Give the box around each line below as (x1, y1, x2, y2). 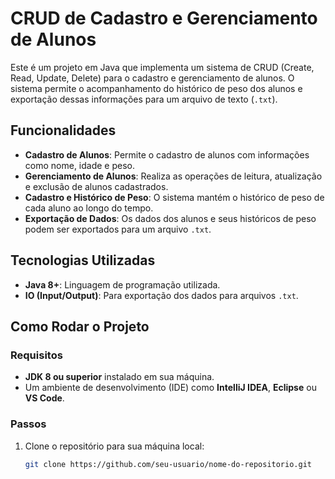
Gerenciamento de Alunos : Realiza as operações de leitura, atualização (24, 170, 323, 182)
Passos (10, 417, 47, 431)
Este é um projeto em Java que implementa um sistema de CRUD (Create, (10, 61, 315, 73)
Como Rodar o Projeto (10, 318, 150, 335)
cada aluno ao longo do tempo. (24, 202, 154, 214)
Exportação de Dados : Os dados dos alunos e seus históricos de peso (24, 212, 317, 224)
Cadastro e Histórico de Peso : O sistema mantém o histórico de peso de (24, 191, 325, 203)
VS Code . (24, 392, 65, 404)
